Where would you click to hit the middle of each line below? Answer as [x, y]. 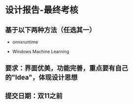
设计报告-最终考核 [42, 10]
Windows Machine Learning [41, 52]
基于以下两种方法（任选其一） [50, 30]
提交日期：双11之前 [34, 96]
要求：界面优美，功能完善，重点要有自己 [66, 68]
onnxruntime [25, 42]
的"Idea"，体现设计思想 [41, 78]
